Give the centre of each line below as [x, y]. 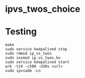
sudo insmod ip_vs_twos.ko [33, 58]
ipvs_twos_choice [43, 9]
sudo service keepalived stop [36, 49]
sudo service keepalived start [37, 62]
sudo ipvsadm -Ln [23, 71]
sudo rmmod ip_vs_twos [28, 54]
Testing [21, 32]
